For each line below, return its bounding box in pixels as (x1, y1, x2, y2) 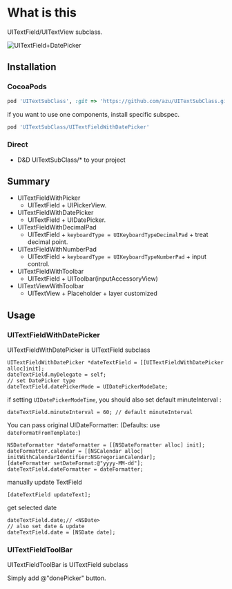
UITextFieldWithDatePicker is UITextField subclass (7, 346, 151, 354)
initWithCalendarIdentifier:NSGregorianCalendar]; (7, 454, 156, 461)
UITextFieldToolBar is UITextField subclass (7, 561, 128, 569)
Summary (7, 176, 50, 187)
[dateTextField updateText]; (7, 492, 91, 498)
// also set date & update (7, 523, 85, 530)
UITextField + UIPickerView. (27, 201, 107, 209)
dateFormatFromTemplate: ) (7, 429, 81, 437)
